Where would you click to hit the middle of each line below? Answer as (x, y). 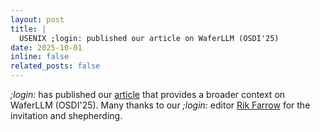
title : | (28, 29)
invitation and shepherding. (66, 115)
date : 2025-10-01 (46, 47)
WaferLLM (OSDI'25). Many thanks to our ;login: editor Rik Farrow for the (160, 105)
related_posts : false (55, 66)
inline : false (40, 57)
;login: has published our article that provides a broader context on (148, 94)
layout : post (37, 19)
